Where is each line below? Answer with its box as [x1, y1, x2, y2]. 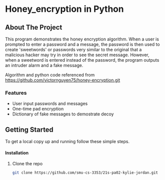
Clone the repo [12, 161, 43, 167]
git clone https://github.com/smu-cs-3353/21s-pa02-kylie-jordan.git [12, 170, 159, 176]
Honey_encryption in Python [5, 3, 124, 15]
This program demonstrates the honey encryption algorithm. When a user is [5, 36, 159, 42]
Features [5, 89, 27, 96]
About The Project [5, 23, 63, 32]
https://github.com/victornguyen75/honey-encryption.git [5, 77, 121, 83]
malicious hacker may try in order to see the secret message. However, [5, 52, 150, 58]
